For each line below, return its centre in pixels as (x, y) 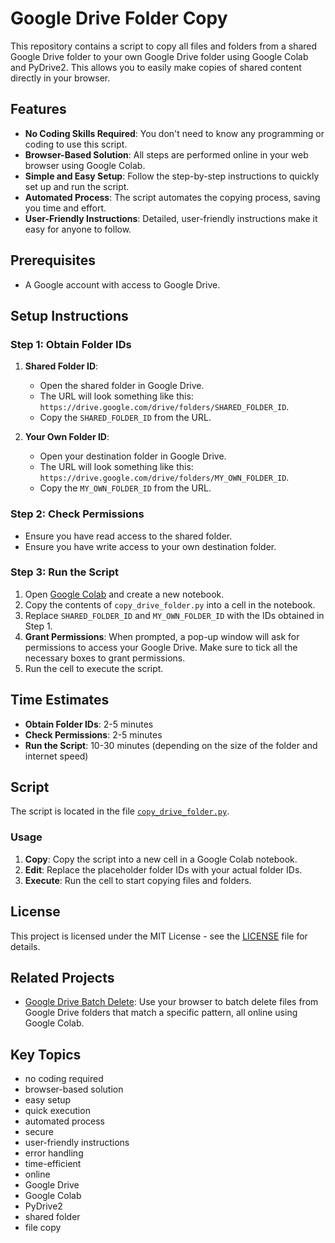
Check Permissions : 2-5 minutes (93, 734)
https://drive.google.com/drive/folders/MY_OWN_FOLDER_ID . (164, 478)
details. (25, 946)
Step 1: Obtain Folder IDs (71, 344)
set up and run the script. (77, 186)
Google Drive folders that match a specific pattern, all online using (161, 1013)
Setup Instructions (69, 315)
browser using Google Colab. (85, 165)
